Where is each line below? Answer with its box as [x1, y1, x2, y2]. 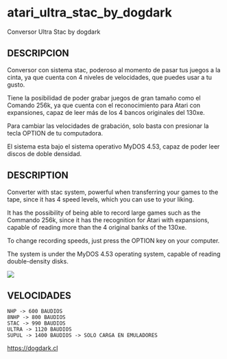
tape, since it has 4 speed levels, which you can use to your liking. [7, 195, 194, 204]
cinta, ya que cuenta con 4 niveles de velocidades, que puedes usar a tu [7, 73, 213, 81]
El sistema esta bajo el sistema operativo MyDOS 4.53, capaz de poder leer [7, 142, 220, 151]
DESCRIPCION [7, 47, 70, 59]
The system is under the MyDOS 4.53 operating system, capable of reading [7, 250, 221, 258]
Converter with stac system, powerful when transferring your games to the [7, 188, 219, 196]
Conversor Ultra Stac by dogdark [7, 28, 101, 36]
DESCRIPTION [7, 170, 69, 182]
